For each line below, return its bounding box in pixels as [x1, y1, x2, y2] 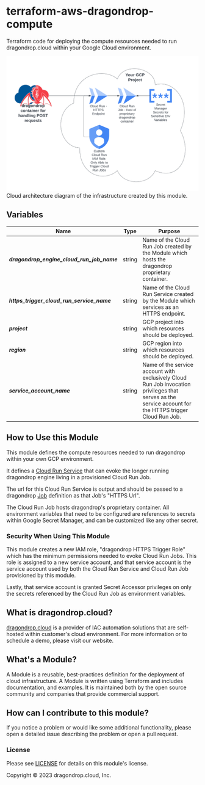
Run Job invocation [142, 380, 191, 388]
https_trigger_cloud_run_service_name [9, 297, 111, 304]
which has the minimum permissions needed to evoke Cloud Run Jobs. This [6, 552, 197, 559]
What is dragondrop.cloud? [6, 607, 113, 618]
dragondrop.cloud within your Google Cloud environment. [6, 44, 151, 51]
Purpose [158, 228, 181, 235]
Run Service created [142, 290, 194, 297]
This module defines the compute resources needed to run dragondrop [6, 449, 185, 456]
